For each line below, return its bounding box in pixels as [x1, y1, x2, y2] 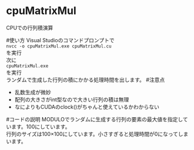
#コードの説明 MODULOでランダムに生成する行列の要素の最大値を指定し [6, 115, 183, 122]
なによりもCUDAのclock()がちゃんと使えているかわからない [14, 103, 160, 110]
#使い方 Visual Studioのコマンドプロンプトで [6, 36, 115, 43]
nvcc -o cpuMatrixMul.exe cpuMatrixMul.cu [6, 43, 112, 49]
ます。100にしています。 [11, 123, 71, 130]
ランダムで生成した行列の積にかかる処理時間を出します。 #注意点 [6, 76, 165, 83]
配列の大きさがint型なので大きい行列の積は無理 [14, 96, 129, 103]
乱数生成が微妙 [14, 88, 51, 96]
